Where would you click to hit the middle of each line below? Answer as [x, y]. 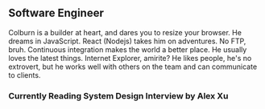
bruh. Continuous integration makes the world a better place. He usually [128, 49]
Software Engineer [56, 13]
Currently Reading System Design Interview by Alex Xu [118, 95]
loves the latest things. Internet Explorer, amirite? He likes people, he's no [130, 58]
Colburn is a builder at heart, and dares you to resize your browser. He [125, 32]
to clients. [25, 75]
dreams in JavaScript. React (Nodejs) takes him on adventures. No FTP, [127, 41]
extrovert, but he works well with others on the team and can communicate [133, 67]
